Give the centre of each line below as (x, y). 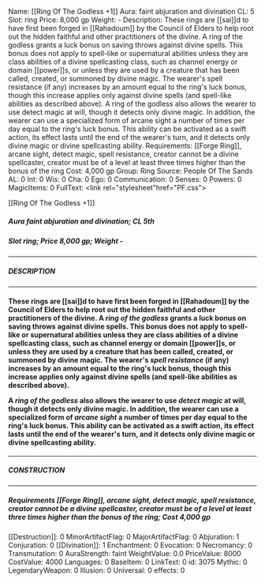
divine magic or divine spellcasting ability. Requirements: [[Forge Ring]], (125, 146)
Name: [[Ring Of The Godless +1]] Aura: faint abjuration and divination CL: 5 (131, 11)
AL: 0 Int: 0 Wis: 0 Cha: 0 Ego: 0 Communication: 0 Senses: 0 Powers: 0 (125, 179)
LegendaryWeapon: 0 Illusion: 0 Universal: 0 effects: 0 (97, 570)
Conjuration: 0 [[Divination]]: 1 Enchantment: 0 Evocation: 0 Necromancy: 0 (131, 545)
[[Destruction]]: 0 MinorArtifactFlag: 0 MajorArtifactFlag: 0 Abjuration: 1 (124, 537)
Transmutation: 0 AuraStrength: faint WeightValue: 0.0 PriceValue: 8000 (125, 554)
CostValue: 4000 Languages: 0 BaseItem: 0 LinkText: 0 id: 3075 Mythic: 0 (128, 562)
